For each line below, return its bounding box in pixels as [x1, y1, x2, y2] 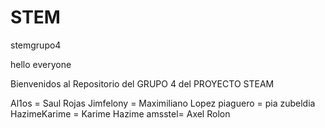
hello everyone [10, 58, 72, 70]
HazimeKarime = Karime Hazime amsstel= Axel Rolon [10, 107, 231, 120]
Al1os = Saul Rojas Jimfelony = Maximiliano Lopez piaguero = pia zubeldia [10, 97, 316, 109]
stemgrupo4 [10, 39, 62, 51]
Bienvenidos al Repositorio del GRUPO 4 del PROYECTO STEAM [10, 77, 275, 90]
